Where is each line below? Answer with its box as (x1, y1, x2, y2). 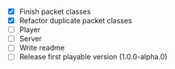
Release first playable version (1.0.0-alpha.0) (19, 52, 168, 62)
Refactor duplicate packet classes (19, 16, 132, 26)
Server (19, 34, 42, 43)
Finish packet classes (19, 7, 91, 16)
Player (19, 25, 41, 34)
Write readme (19, 43, 65, 53)
